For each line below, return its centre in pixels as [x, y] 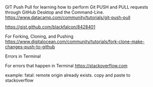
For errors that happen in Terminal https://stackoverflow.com [66, 66]
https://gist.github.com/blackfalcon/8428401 [50, 27]
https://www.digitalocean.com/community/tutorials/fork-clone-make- [75, 42]
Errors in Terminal [23, 56]
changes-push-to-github [30, 47]
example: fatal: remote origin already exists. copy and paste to [68, 75]
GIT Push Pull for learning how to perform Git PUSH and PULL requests [76, 7]
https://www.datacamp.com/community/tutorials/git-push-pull [68, 17]
